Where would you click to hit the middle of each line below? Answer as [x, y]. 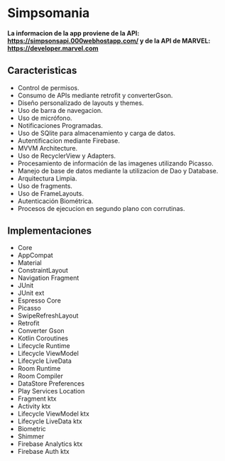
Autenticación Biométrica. [55, 201]
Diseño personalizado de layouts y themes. [81, 103]
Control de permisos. [48, 87]
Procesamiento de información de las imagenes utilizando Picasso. [116, 163]
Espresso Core [39, 300]
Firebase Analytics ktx [50, 444]
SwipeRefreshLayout [48, 316]
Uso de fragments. [45, 185]
